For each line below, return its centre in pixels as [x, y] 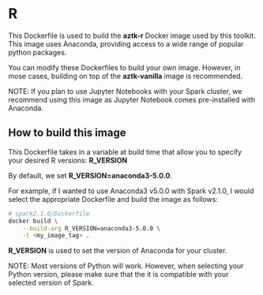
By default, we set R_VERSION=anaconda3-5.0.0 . [90, 175]
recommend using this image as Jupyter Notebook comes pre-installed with [131, 99]
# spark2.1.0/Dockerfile [49, 214]
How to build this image [67, 133]
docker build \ [33, 221]
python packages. [38, 52]
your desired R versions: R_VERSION [68, 160]
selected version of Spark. [51, 283]
